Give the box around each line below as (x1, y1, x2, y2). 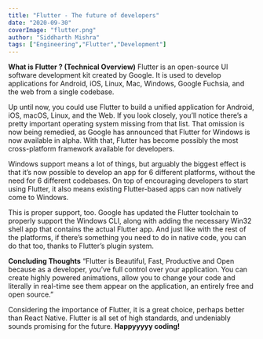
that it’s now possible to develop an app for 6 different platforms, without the (8, 168, 256, 177)
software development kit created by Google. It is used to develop (8, 71, 221, 80)
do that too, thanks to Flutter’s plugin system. (8, 241, 155, 251)
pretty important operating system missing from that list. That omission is (8, 119, 245, 129)
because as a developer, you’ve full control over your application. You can (8, 264, 248, 275)
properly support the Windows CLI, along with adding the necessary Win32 (8, 217, 252, 226)
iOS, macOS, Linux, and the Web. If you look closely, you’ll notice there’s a (8, 111, 248, 120)
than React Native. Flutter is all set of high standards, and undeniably (8, 313, 232, 323)
